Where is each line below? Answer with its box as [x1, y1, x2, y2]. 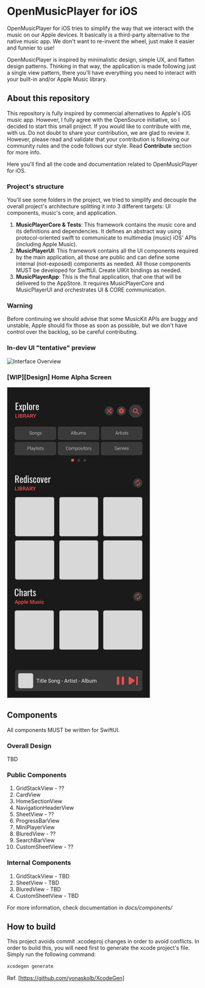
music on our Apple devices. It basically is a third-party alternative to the [7, 31, 190, 38]
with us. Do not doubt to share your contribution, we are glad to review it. [7, 129, 191, 136]
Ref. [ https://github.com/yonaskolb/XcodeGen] [7, 975, 124, 982]
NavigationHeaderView [15, 804, 74, 812]
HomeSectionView [15, 798, 63, 805]
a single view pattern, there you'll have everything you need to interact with [7, 69, 196, 76]
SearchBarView [15, 837, 55, 844]
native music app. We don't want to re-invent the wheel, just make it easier [7, 37, 195, 45]
